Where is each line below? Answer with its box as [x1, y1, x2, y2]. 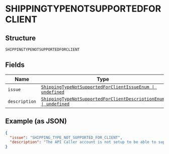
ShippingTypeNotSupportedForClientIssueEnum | [41, 84, 155, 90]
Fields [5, 61, 25, 69]
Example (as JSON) [5, 117, 67, 126]
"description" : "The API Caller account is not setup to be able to [10, 139, 156, 145]
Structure [5, 34, 36, 42]
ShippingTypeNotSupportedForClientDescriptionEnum [41, 96, 165, 102]
